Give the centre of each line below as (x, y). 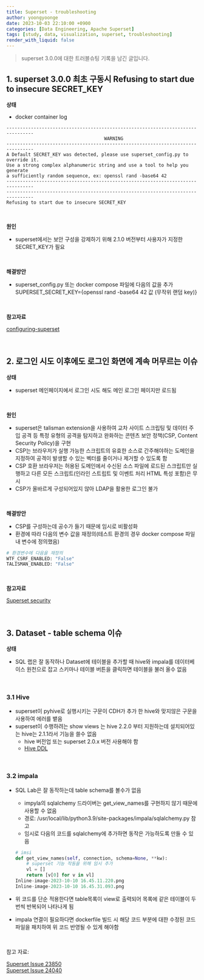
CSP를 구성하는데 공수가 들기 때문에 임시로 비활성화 (76, 526)
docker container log (41, 117)
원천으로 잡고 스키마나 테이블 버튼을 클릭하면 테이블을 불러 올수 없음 (107, 669)
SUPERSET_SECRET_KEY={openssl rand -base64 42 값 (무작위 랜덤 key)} (106, 292)
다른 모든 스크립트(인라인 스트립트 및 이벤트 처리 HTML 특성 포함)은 (111, 473)
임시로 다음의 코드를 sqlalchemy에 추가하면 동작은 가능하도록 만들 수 (106, 833)
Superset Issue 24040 (34, 970)
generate (17, 170)
